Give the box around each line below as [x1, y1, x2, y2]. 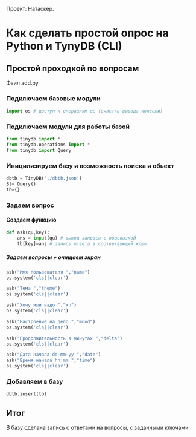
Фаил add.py [6, 79, 39, 87]
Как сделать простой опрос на [6, 27, 169, 40]
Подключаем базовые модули [6, 94, 101, 102]
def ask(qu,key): [6, 229, 50, 235]
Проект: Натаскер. [6, 5, 54, 12]
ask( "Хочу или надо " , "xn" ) [6, 302, 77, 308]
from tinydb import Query [6, 148, 71, 154]
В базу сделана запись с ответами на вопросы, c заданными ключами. [6, 424, 190, 432]
